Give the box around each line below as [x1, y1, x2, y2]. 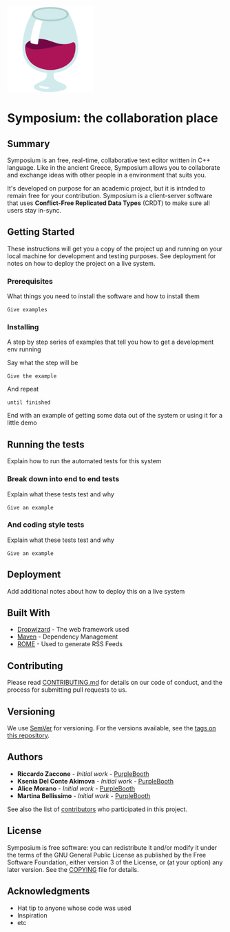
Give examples [7, 307, 48, 313]
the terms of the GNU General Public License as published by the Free [7, 851, 207, 859]
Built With [7, 607, 50, 619]
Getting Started [7, 226, 75, 238]
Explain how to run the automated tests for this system [7, 457, 162, 465]
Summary [7, 137, 50, 150]
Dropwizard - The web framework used [17, 625, 129, 634]
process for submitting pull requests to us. [7, 686, 127, 694]
